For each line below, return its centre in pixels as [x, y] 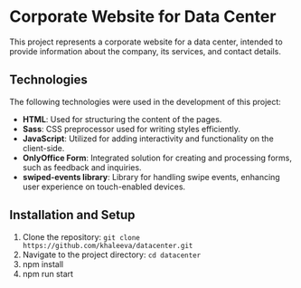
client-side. [43, 148]
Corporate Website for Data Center [143, 17]
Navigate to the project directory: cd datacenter [112, 254]
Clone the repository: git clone [81, 236]
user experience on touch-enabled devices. [104, 187]
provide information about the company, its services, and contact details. [146, 51]
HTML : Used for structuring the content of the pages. [122, 119]
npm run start [48, 274]
